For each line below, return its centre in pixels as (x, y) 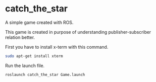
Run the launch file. (25, 66)
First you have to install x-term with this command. (57, 47)
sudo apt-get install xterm (34, 56)
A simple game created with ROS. (39, 22)
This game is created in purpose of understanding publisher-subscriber (78, 32)
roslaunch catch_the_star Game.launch (45, 75)
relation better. (20, 37)
